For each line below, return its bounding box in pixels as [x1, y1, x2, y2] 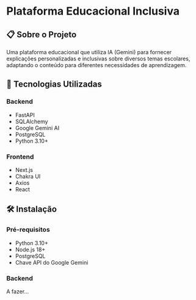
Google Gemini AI [15, 124, 60, 132]
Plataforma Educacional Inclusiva [6, 4, 180, 18]
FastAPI [15, 111, 35, 118]
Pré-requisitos [6, 226, 50, 234]
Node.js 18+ [15, 246, 46, 253]
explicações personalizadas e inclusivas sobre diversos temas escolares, [6, 55, 191, 62]
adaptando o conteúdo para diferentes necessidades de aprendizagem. [6, 62, 187, 68]
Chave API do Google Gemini [15, 259, 89, 266]
